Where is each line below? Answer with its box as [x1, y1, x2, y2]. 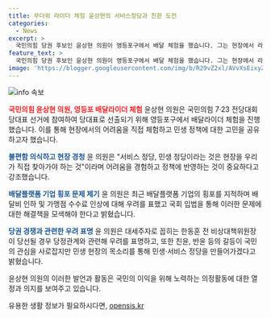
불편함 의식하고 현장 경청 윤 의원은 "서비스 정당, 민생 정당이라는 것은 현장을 [8, 151, 244, 161]
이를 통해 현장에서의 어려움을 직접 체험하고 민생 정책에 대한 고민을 [38, 124, 245, 134]
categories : [8, 19, 48, 27]
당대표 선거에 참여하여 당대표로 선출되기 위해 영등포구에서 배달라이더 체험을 [8, 114, 246, 124]
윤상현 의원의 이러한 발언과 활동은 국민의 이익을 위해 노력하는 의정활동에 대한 [8, 273, 250, 283]
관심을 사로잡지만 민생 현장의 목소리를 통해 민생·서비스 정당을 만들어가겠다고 [16, 246, 256, 256]
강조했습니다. [8, 171, 50, 181]
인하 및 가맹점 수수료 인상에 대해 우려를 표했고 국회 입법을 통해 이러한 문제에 [23, 199, 262, 209]
